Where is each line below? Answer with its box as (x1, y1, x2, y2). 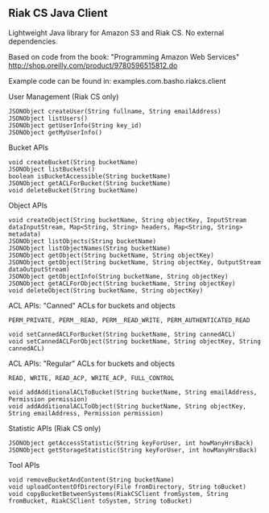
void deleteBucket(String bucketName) (8, 186, 139, 194)
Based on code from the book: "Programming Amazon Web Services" (8, 52, 240, 61)
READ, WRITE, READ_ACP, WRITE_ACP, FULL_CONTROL (8, 374, 175, 382)
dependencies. (8, 36, 58, 46)
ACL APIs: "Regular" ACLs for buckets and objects (8, 358, 176, 368)
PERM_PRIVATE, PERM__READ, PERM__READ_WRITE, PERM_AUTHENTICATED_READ (8, 316, 250, 325)
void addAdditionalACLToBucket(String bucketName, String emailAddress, (8, 388, 258, 396)
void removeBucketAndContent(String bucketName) (8, 475, 175, 484)
